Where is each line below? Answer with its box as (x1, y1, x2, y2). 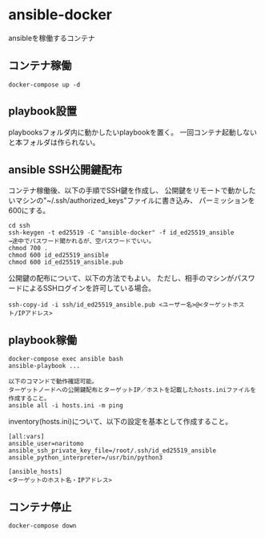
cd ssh (8, 222, 30, 230)
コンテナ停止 (8, 500, 72, 514)
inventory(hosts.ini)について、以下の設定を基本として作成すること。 (8, 417, 233, 427)
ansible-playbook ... (8, 362, 81, 370)
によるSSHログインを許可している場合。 (22, 283, 156, 293)
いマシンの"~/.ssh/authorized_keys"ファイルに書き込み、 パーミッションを (8, 196, 255, 205)
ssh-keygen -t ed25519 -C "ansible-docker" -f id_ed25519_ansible (8, 229, 235, 237)
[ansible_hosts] (8, 467, 62, 476)
